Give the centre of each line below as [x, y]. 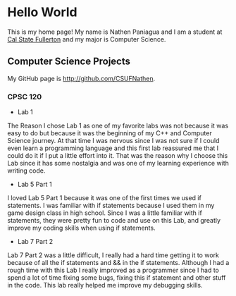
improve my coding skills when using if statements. [82, 228]
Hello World [42, 12]
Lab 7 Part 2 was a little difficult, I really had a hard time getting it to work [113, 255]
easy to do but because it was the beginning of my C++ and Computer [110, 133]
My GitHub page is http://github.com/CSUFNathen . [81, 78]
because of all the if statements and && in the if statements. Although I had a [118, 263]
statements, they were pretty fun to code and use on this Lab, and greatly [114, 221]
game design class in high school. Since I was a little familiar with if [105, 213]
